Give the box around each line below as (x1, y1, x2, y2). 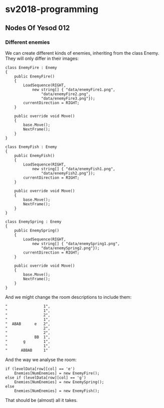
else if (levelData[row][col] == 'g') (5, 375, 86, 380)
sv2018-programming (5, 4, 99, 15)
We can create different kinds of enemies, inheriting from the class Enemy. (5, 50, 159, 56)
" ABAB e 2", (5, 321, 51, 327)
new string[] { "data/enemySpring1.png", (32, 241, 120, 246)
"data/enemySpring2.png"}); (41, 246, 100, 251)
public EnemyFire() (14, 74, 55, 79)
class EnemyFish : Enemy (5, 144, 57, 149)
